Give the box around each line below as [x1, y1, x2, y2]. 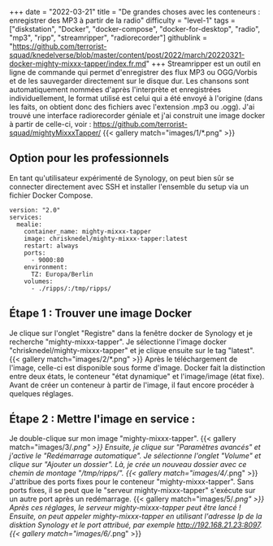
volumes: [24, 277, 54, 286]
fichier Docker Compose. [9, 190, 93, 200]
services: [9, 213, 43, 221]
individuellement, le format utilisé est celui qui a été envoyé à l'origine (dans [9, 94, 263, 103]
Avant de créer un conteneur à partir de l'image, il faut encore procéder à [9, 380, 254, 390]
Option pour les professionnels [9, 151, 170, 165]
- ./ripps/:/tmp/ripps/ [30, 284, 112, 292]
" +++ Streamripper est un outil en [145, 59, 261, 68]
